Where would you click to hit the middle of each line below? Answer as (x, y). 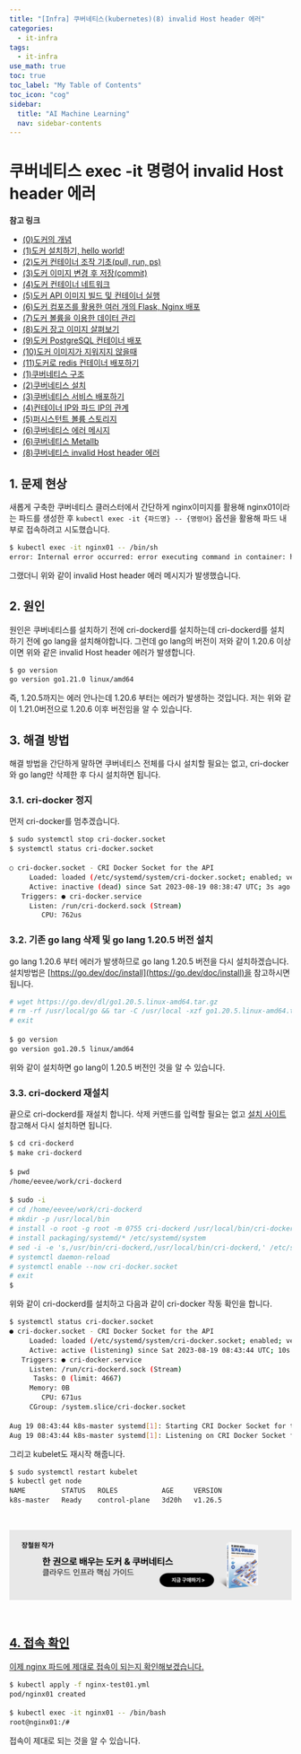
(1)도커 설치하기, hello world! (73, 250)
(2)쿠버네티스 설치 (54, 385)
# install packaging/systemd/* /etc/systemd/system (107, 1238)
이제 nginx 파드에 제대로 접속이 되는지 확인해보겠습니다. (107, 1666)
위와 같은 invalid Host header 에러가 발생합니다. (110, 652)
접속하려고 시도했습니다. (68, 529)
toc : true (28, 76)
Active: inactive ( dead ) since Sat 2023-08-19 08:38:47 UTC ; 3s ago (160, 887)
